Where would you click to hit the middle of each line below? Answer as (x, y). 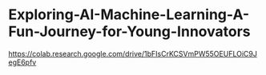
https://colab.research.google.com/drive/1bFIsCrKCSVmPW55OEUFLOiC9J (133, 53)
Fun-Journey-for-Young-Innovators (129, 32)
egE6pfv (22, 62)
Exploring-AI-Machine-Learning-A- (129, 15)
